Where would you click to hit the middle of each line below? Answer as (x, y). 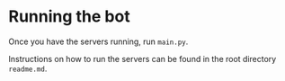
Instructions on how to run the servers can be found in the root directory (142, 58)
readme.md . (28, 68)
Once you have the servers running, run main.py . (98, 41)
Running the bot (70, 17)
